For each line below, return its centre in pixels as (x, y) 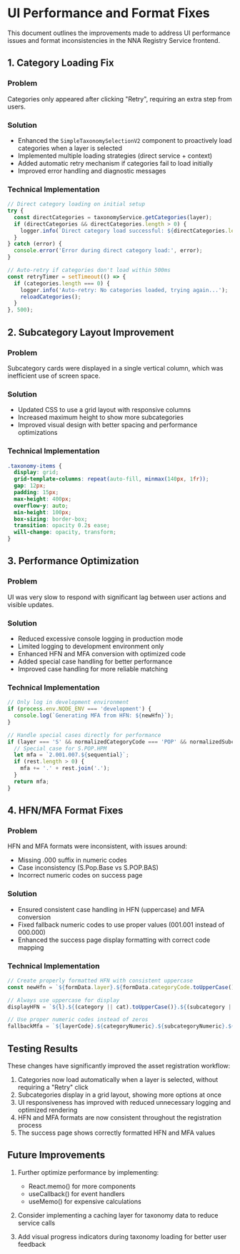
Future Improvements (56, 1155)
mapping (31, 947)
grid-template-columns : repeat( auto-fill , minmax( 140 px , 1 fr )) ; (111, 479)
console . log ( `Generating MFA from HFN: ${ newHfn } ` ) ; (94, 716)
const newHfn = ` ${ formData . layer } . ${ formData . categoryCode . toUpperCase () (121, 987)
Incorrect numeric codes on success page (80, 876)
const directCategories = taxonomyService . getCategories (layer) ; (113, 217)
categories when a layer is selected (70, 148)
